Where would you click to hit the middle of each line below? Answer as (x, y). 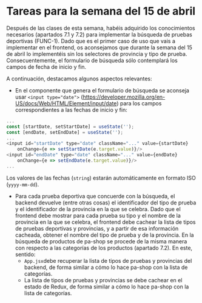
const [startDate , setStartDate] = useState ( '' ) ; (70, 127)
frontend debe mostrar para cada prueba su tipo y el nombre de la (98, 215)
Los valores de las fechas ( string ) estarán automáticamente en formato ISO (101, 178)
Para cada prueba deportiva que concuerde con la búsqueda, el (95, 196)
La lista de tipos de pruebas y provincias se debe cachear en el (103, 280)
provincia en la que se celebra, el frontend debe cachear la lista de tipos (105, 222)
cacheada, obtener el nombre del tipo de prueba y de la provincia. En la (104, 235)
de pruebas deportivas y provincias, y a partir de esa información (97, 228)
